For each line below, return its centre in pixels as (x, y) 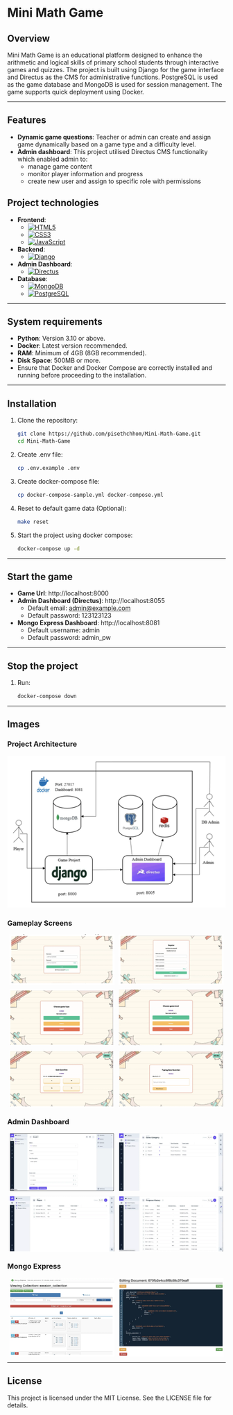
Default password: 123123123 (70, 616)
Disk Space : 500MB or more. (59, 361)
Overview (29, 39)
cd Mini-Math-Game (44, 441)
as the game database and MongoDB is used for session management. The (115, 84)
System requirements (55, 322)
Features (27, 120)
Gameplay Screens (40, 923)
